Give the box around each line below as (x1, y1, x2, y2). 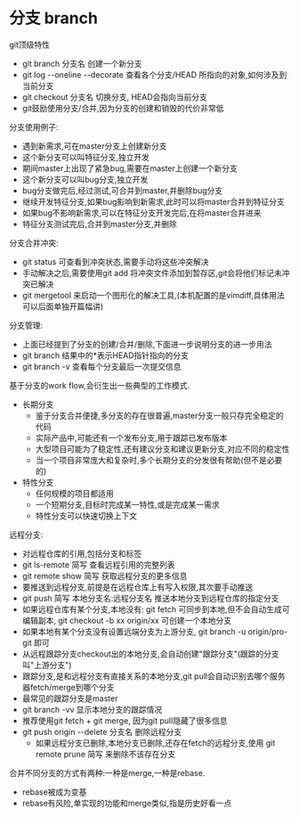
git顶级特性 (9, 39, 51, 50)
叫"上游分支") (21, 659, 72, 670)
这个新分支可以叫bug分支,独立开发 (21, 174, 149, 184)
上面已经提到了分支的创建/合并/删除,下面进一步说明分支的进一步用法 (21, 339, 272, 349)
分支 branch (9, 8, 98, 29)
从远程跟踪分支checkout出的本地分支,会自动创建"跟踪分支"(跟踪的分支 (21, 648, 280, 659)
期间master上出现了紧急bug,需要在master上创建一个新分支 (21, 162, 238, 174)
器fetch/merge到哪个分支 (21, 682, 115, 692)
